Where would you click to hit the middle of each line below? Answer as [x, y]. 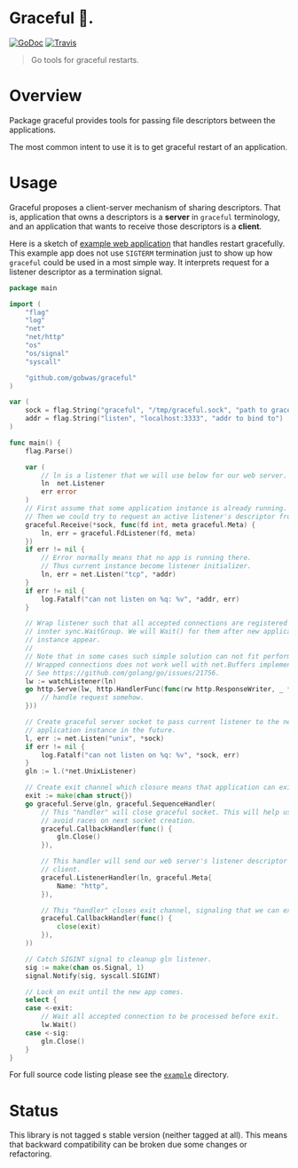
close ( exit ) [78, 927]
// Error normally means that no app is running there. [146, 558]
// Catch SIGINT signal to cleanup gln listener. [119, 959]
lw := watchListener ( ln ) [71, 681]
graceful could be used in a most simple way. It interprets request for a [139, 262]
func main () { [35, 443]
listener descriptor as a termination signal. [86, 272]
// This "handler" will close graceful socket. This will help [160, 812]
